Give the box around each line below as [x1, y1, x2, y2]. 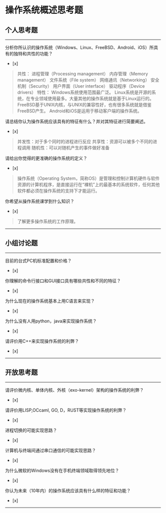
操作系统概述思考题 [5, 4, 83, 16]
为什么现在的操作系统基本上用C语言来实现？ [5, 298, 95, 304]
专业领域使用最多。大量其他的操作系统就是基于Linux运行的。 [30, 96, 154, 102]
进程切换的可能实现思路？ [5, 427, 57, 433]
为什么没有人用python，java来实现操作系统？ [5, 318, 97, 324]
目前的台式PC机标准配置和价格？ [5, 257, 72, 263]
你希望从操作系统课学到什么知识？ [5, 199, 75, 204]
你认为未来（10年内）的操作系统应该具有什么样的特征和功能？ [5, 487, 131, 493]
